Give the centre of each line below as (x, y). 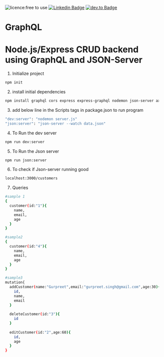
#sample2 (14, 237)
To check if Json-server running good (50, 169)
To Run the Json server (36, 151)
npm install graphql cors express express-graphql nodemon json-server (79, 101)
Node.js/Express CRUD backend (72, 50)
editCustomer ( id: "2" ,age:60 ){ (40, 332)
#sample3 (14, 278)
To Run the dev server (34, 133)
